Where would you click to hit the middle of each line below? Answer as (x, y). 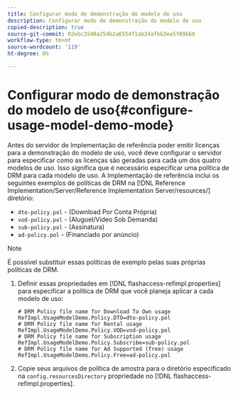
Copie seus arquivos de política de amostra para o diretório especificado (124, 368)
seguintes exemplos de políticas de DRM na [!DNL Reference (97, 183)
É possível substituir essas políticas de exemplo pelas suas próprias (107, 262)
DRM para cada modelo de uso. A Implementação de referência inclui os (113, 175)
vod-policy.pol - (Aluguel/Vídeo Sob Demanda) (88, 219)
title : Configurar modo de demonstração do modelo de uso (95, 14)
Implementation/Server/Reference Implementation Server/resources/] (109, 190)
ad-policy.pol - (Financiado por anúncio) (79, 234)
